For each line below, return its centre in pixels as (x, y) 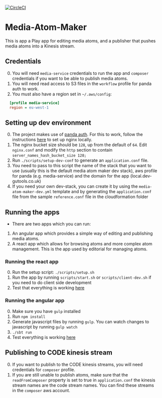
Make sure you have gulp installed (46, 311)
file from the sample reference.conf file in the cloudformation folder (80, 197)
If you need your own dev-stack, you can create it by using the (75, 186)
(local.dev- (141, 176)
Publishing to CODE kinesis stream (59, 353)
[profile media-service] (35, 103)
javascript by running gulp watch (45, 327)
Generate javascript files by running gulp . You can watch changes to (81, 321)
